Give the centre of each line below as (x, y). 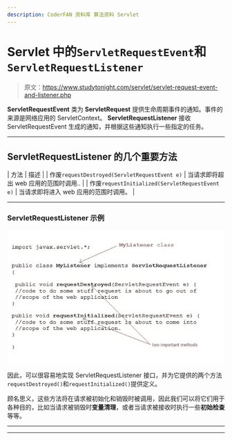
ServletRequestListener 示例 (56, 218)
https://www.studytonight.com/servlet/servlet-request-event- (130, 87)
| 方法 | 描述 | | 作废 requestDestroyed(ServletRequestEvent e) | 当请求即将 (113, 175)
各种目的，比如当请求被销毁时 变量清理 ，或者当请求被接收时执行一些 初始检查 (116, 407)
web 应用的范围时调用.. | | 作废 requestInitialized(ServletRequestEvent (117, 183)
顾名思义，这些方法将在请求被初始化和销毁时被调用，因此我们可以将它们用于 (116, 398)
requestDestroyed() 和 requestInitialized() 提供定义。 (84, 383)
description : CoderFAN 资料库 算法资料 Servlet (73, 15)
